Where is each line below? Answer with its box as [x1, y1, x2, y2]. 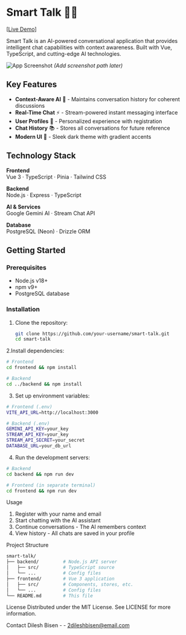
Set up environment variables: [14, 392, 90, 399]
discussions [14, 102, 45, 109]
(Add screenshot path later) [53, 62, 123, 69]
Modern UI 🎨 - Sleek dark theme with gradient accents [14, 133, 152, 140]
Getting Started [6, 245, 66, 255]
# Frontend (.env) [6, 404, 53, 410]
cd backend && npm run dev [6, 471, 74, 477]
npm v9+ [14, 284, 38, 291]
